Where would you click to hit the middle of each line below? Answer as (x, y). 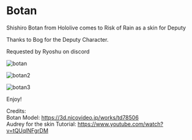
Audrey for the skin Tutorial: (41, 124)
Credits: (16, 111)
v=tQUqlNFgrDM (28, 130)
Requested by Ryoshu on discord (48, 51)
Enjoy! (14, 99)
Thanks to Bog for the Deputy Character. (57, 39)
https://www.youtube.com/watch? (120, 124)
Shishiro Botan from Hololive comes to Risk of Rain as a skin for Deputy (96, 28)
